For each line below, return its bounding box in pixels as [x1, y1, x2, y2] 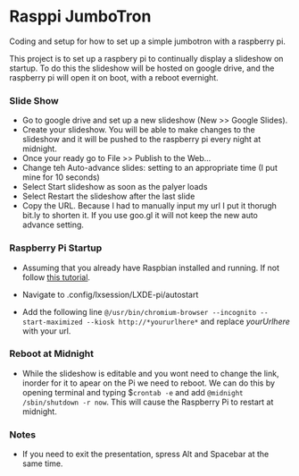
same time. [21, 458, 63, 469]
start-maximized [21, 318, 83, 327]
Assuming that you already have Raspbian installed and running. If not [21, 262, 279, 273]
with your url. [21, 325, 71, 336]
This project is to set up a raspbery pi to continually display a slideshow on [9, 53, 284, 64]
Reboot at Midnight [9, 347, 95, 360]
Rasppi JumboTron [9, 6, 152, 27]
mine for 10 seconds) [21, 172, 100, 183]
